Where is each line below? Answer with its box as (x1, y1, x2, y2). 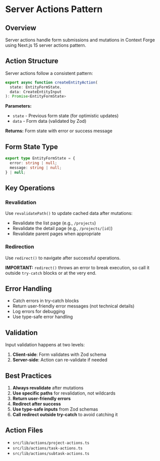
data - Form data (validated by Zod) (12, 118, 87, 124)
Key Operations (5, 184, 55, 192)
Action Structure (5, 57, 59, 65)
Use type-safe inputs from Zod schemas (12, 406, 98, 412)
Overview (5, 24, 37, 32)
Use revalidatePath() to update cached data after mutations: (5, 210, 133, 216)
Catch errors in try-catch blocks (12, 298, 79, 304)
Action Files (5, 426, 43, 435)
